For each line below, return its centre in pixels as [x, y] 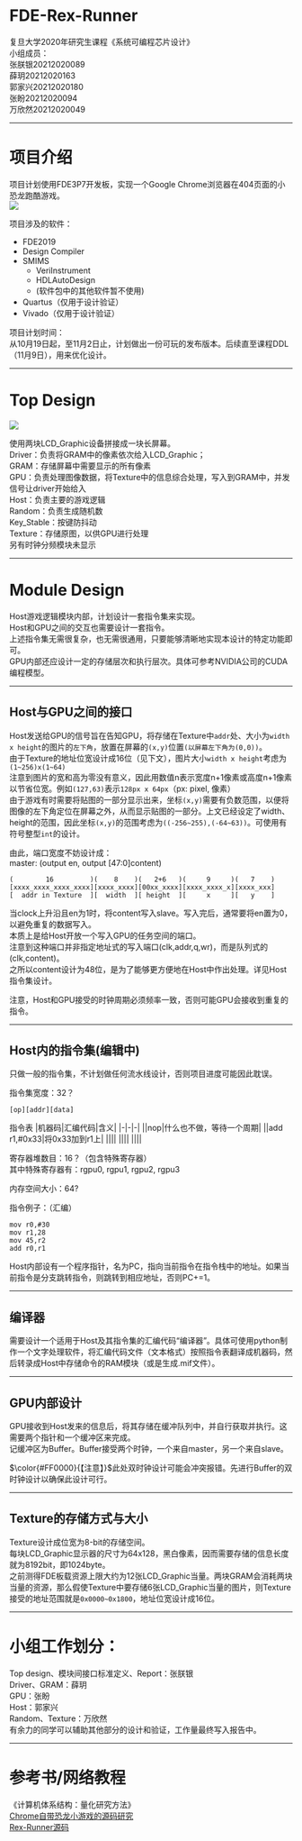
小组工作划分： [65, 1646]
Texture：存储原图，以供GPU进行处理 [79, 533]
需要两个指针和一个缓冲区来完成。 [72, 1437]
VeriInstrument [63, 270]
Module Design [67, 590]
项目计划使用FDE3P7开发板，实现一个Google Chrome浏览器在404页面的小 [147, 184]
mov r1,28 [28, 1233]
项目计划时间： [37, 332]
